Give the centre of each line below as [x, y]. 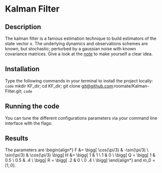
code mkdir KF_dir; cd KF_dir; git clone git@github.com [59, 86]
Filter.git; [14, 91]
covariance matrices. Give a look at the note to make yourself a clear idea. [79, 54]
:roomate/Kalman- [131, 86]
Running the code [32, 106]
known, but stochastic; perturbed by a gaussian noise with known [71, 49]
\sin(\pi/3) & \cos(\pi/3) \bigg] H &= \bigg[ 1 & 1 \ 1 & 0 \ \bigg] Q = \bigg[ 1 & [80, 155]
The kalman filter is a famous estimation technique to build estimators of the [81, 38]
